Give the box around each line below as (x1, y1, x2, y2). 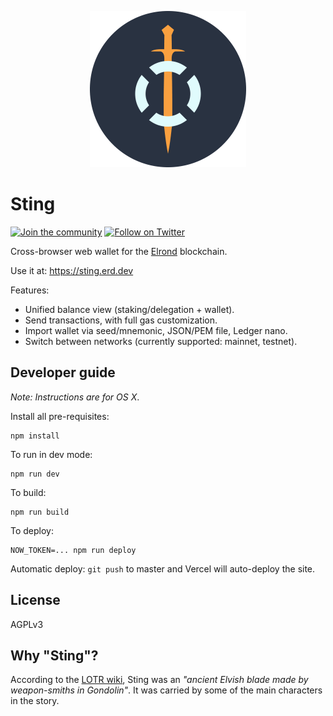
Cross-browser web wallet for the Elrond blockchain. (10, 245, 228, 257)
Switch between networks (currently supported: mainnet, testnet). (24, 335, 298, 347)
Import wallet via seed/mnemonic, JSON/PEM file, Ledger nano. (24, 324, 288, 336)
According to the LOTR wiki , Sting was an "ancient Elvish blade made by (10, 674, 309, 686)
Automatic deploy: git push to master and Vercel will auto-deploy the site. (10, 562, 316, 575)
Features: (10, 284, 50, 296)
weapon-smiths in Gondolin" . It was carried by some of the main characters (10, 684, 323, 696)
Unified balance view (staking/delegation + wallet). (24, 303, 235, 315)
